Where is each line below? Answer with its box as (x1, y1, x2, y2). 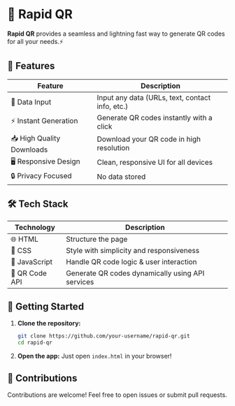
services (66, 277, 94, 287)
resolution (97, 143, 130, 153)
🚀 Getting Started (7, 300, 85, 312)
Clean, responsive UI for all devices (97, 157, 213, 167)
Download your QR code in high (97, 134, 201, 144)
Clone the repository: (17, 319, 81, 328)
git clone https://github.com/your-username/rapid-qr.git (17, 333, 190, 340)
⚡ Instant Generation (10, 116, 78, 126)
